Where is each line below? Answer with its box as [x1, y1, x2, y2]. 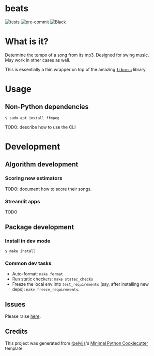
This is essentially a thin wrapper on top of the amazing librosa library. [5, 66, 147, 72]
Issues [5, 300, 26, 308]
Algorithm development [5, 161, 78, 169]
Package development [5, 223, 74, 231]
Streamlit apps [5, 198, 40, 205]
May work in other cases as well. [5, 57, 71, 63]
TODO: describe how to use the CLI [5, 124, 76, 130]
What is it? [5, 36, 49, 47]
